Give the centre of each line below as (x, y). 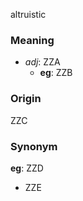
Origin (26, 99)
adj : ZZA (42, 62)
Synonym (34, 146)
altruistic (28, 14)
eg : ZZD (27, 168)
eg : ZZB (56, 73)
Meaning (32, 40)
